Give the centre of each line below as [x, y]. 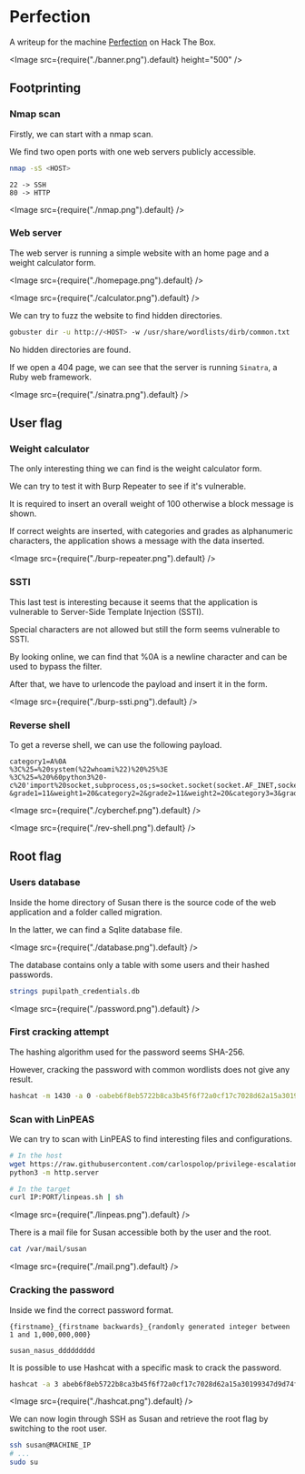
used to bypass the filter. [56, 666]
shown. [23, 514]
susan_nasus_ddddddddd [52, 1350]
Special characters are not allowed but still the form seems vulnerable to [145, 629]
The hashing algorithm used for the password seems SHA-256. [127, 1052]
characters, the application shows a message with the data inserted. [137, 541]
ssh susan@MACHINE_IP [50, 1445]
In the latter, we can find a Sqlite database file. [96, 929]
